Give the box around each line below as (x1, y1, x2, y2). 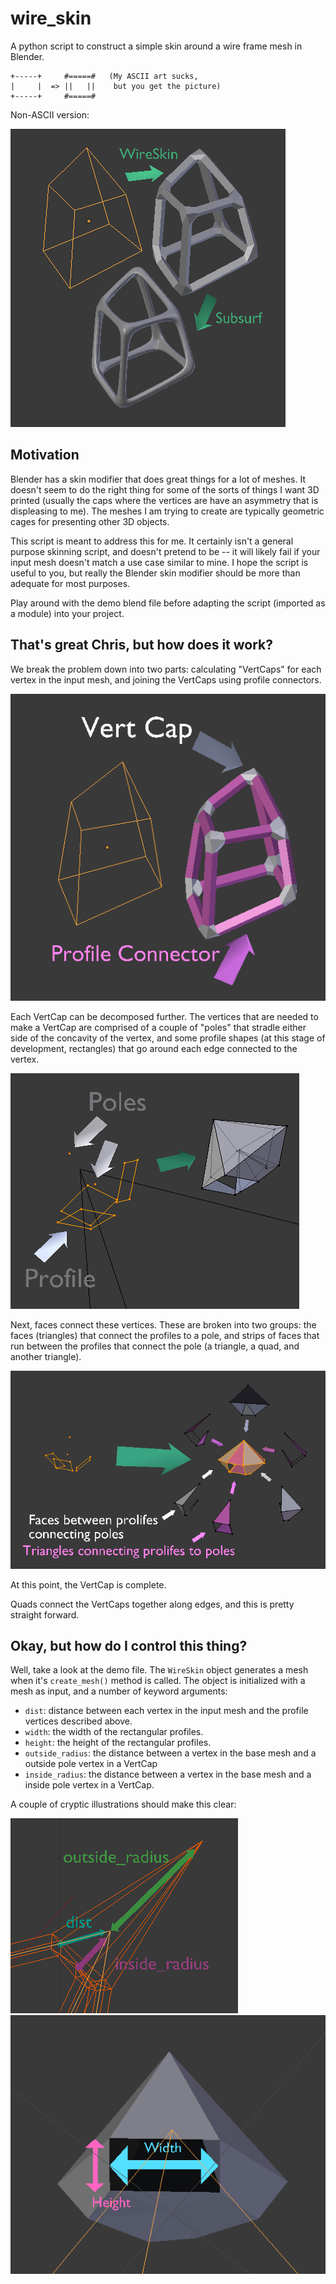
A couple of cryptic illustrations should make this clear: (10, 1798, 237, 1811)
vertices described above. (24, 1715, 133, 1727)
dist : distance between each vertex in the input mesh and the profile (24, 1705, 309, 1717)
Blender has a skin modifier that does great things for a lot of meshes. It (10, 473, 307, 485)
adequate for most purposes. (10, 577, 131, 589)
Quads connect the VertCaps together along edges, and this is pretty (10, 1598, 295, 1610)
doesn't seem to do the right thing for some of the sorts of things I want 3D (10, 483, 320, 496)
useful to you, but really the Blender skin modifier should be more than (10, 567, 301, 579)
